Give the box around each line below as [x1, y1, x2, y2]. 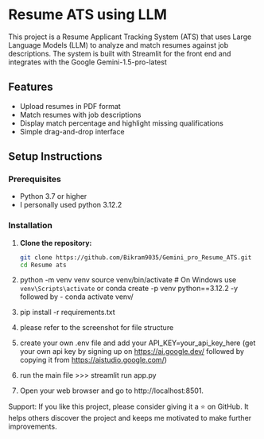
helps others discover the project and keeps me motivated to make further [8, 414, 252, 423]
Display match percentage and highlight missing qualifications [19, 118, 224, 128]
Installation [8, 220, 53, 231]
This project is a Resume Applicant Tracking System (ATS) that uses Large [8, 32, 252, 41]
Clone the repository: [19, 238, 92, 247]
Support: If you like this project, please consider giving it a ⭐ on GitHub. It [8, 402, 249, 411]
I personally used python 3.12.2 [19, 200, 122, 210]
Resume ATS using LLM [8, 6, 167, 24]
